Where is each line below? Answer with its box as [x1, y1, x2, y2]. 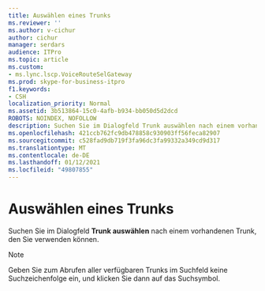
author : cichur [8, 33, 58, 42]
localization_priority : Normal [8, 100, 111, 108]
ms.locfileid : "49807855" [8, 166, 93, 174]
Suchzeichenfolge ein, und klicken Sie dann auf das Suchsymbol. [8, 274, 221, 283]
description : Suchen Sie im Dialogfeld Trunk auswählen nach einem [8, 122, 235, 130]
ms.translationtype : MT [8, 144, 87, 152]
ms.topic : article [8, 56, 69, 64]
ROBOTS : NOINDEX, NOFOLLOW [8, 115, 97, 123]
